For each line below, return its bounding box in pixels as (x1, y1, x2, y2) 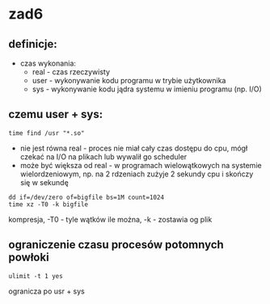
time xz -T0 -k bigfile (8, 200, 89, 209)
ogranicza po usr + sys (8, 286, 85, 296)
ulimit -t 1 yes (8, 272, 63, 280)
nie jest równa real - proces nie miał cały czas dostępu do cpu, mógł (19, 143, 248, 153)
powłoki (8, 251, 50, 264)
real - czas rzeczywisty (32, 67, 111, 77)
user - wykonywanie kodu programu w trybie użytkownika (32, 76, 226, 85)
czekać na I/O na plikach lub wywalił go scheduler (19, 151, 188, 162)
